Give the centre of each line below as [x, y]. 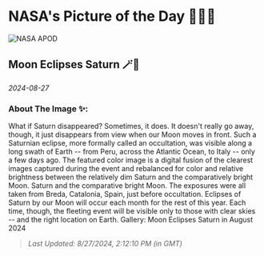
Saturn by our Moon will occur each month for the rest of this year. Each [127, 202]
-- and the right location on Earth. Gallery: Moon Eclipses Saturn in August [131, 220]
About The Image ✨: [48, 109]
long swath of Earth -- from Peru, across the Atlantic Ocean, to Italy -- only [132, 152]
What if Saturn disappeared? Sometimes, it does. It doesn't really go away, [131, 126]
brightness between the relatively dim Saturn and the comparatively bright [131, 177]
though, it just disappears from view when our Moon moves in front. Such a [132, 134]
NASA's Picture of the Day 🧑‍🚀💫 [112, 16]
